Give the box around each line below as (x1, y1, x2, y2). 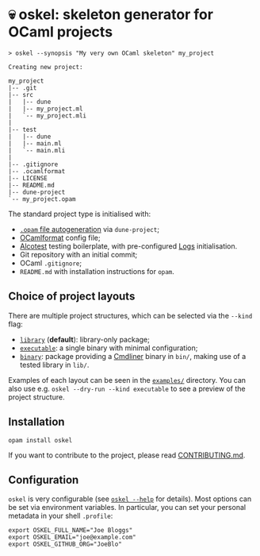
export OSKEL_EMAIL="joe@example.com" (8, 534, 136, 542)
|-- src (8, 91, 34, 98)
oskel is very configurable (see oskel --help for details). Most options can (8, 494, 252, 504)
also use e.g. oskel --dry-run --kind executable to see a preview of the (8, 384, 246, 393)
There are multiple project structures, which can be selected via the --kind (8, 311, 253, 320)
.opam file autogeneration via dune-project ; (19, 224, 160, 234)
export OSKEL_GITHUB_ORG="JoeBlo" (8, 540, 123, 549)
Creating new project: (8, 63, 83, 71)
